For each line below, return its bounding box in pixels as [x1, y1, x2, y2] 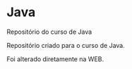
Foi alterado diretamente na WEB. [6, 54, 104, 63]
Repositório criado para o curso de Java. [6, 41, 125, 49]
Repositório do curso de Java [6, 27, 92, 36]
